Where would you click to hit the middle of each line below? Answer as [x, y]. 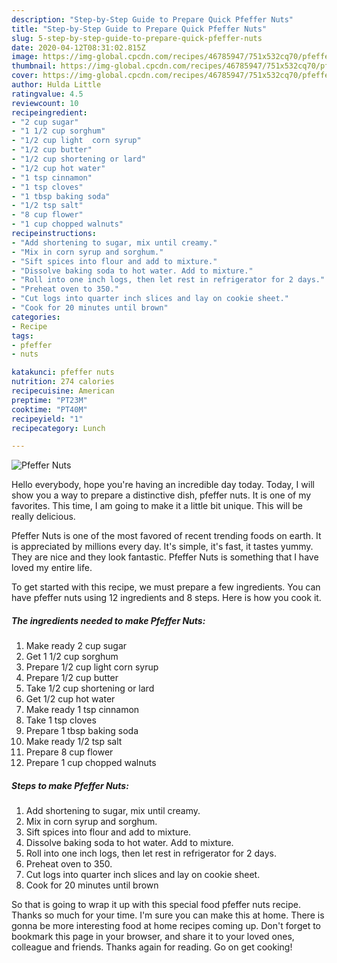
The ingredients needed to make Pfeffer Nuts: [108, 620]
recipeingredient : [49, 112]
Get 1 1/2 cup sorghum [72, 657]
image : [25, 57]
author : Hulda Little [56, 85]
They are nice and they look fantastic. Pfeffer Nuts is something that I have [165, 557]
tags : [22, 336]
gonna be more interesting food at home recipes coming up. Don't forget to [166, 926]
